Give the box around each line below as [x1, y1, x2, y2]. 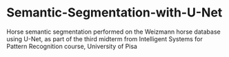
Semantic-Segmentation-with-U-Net [6, 5, 223, 21]
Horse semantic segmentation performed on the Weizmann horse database [6, 27, 221, 36]
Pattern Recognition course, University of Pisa [6, 42, 137, 50]
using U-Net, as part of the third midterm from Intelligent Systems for [6, 34, 203, 43]
